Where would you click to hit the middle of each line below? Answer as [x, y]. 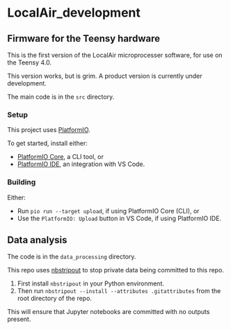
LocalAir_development [74, 13]
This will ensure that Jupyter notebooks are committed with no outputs [109, 312]
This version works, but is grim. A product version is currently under [105, 76]
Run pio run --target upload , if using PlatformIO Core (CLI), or [108, 211]
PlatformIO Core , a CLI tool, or [61, 157]
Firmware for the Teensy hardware [83, 39]
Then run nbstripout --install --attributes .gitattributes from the [119, 291]
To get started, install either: [48, 143]
